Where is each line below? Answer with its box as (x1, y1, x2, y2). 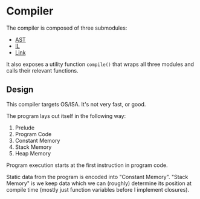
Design (6, 85, 34, 95)
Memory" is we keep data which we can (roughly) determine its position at (6, 180, 192, 187)
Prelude (15, 124, 35, 131)
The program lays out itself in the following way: (6, 112, 126, 119)
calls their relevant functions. (6, 67, 79, 74)
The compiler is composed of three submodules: (6, 24, 127, 31)
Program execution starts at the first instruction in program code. (6, 161, 168, 169)
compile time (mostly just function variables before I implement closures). (6, 186, 190, 193)
